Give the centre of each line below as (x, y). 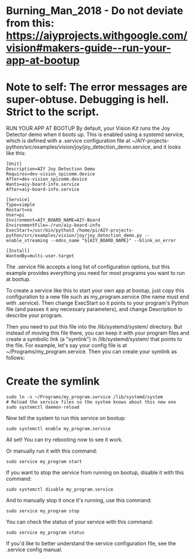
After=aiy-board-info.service (43, 189)
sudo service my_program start (44, 462)
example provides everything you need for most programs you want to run (95, 273)
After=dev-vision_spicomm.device (47, 180)
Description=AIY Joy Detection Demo (51, 169)
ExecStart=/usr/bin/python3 (40, 230)
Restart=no (19, 210)
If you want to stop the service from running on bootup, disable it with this (95, 472)
